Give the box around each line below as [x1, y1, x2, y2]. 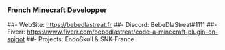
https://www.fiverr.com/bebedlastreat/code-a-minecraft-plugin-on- [27, 28, 218, 36]
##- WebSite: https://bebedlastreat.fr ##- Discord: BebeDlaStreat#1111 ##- [7, 21, 217, 29]
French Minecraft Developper [7, 5, 108, 15]
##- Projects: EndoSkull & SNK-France [26, 35, 135, 43]
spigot [7, 35, 25, 43]
